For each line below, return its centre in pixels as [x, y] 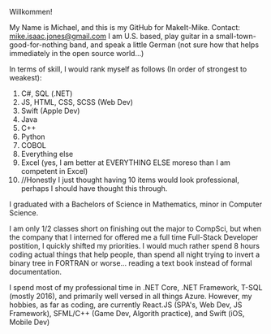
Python [33, 137]
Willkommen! [31, 12]
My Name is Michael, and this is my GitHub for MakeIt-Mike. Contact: [125, 27]
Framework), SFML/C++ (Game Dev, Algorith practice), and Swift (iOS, [127, 313]
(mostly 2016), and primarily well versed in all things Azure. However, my [131, 296]
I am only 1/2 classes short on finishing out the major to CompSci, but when [135, 228]
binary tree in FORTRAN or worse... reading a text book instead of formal [131, 263]
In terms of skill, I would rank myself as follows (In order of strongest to [128, 69]
